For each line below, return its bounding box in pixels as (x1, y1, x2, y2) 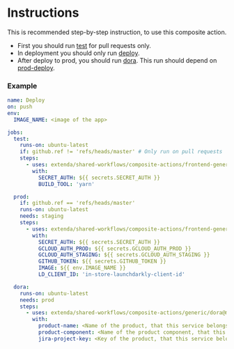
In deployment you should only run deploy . (17, 49, 140, 57)
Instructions (7, 5, 79, 21)
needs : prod (19, 296, 54, 304)
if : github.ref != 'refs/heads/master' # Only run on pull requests (19, 148, 223, 155)
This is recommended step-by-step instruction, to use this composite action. (7, 28, 227, 36)
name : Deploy (7, 97, 45, 104)
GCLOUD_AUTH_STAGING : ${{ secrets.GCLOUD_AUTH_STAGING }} (38, 251, 210, 258)
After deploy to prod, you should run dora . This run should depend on (17, 56, 217, 64)
